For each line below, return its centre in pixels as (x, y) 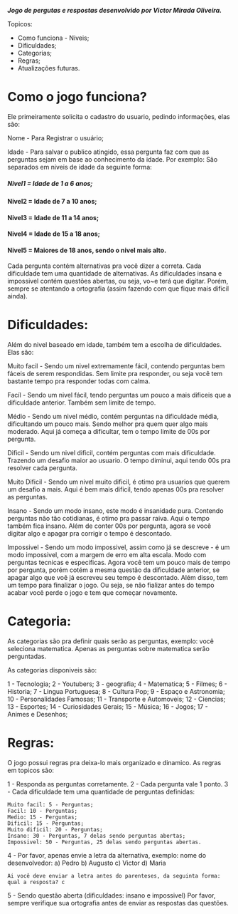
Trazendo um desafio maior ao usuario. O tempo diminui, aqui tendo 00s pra (119, 461)
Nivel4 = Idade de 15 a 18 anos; (54, 234)
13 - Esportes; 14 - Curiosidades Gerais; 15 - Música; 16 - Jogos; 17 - (108, 707)
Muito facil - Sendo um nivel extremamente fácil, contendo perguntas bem (116, 366)
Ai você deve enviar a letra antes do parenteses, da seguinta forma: (114, 876)
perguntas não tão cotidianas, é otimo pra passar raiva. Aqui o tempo (109, 519)
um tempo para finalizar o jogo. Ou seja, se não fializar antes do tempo (111, 585)
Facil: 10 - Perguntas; (43, 811)
